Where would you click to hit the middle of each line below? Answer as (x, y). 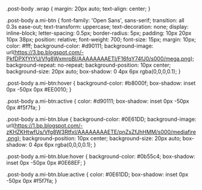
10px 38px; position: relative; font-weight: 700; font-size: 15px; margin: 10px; (101, 39)
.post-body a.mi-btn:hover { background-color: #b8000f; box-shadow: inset (101, 83)
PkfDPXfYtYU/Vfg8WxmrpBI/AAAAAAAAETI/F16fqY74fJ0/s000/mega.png (99, 59)
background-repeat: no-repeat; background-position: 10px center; (89, 65)
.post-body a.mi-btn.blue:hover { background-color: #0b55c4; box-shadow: (101, 156)
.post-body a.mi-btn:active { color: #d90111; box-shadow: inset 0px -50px (98, 101)
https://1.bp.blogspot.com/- (49, 125)
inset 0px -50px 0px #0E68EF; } (46, 163)
